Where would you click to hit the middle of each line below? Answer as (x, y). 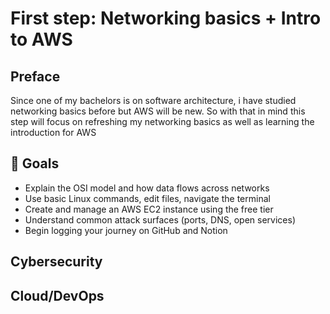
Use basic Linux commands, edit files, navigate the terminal (147, 198)
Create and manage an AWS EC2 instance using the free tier (149, 209)
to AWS (41, 39)
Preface (35, 76)
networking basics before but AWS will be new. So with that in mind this (158, 111)
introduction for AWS (53, 132)
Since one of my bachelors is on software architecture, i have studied (153, 100)
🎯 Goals (35, 163)
